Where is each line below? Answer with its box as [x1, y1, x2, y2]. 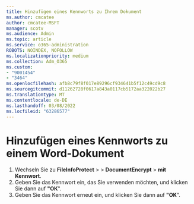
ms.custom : [6, 64, 33, 70]
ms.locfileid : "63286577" [6, 108, 70, 114]
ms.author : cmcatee [6, 14, 55, 20]
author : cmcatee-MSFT [6, 20, 60, 26]
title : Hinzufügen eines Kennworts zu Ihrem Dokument [6, 8, 142, 15]
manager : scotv [6, 25, 44, 32]
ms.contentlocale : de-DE [6, 97, 68, 103]
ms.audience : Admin [6, 31, 55, 37]
